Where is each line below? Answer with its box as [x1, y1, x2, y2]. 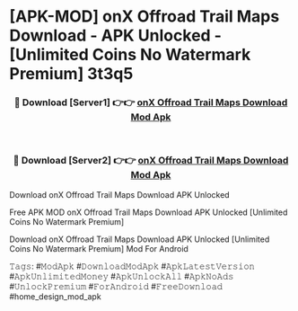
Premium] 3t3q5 [9, 64, 134, 84]
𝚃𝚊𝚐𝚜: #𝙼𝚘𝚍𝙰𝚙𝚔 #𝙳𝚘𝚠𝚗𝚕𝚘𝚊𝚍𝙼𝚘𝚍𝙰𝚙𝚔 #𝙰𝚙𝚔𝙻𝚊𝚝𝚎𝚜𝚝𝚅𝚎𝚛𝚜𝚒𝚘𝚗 [9, 261, 256, 271]
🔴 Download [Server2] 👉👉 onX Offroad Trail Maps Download [13, 155, 289, 167]
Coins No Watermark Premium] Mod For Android [9, 243, 188, 253]
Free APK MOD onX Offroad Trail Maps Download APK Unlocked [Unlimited [9, 207, 288, 218]
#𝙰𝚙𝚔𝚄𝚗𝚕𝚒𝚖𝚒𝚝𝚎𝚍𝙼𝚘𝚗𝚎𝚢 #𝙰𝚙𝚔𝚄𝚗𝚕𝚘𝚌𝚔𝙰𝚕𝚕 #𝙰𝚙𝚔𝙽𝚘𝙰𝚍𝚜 [9, 271, 234, 281]
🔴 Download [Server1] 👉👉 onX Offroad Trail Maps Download [13, 96, 288, 109]
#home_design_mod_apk [9, 290, 101, 302]
